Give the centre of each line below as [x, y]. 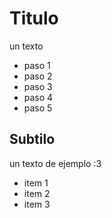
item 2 [37, 193]
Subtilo [32, 139]
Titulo [34, 18]
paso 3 [38, 86]
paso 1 [37, 65]
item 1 [36, 183]
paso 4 [38, 97]
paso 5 [38, 108]
